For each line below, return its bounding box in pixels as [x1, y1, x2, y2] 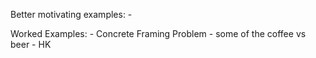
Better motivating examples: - [10, 9, 133, 20]
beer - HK [10, 39, 52, 50]
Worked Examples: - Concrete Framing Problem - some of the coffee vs [10, 28, 307, 39]
